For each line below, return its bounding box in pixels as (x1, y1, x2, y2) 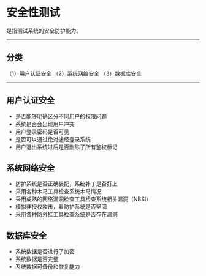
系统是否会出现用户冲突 (15, 120, 75, 127)
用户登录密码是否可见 (15, 128, 69, 135)
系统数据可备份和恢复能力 (15, 263, 80, 270)
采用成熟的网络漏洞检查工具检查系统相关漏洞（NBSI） (15, 195, 152, 203)
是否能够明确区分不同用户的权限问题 (15, 113, 107, 120)
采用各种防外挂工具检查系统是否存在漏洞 (15, 211, 118, 218)
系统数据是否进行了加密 (15, 248, 75, 255)
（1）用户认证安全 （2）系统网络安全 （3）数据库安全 (6, 70, 142, 77)
